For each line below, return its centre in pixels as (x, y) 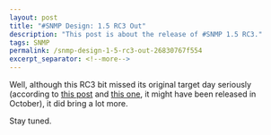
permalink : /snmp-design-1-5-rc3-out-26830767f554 (106, 51)
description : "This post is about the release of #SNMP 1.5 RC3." (136, 34)
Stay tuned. (31, 121)
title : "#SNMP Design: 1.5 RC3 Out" (78, 26)
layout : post (34, 17)
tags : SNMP (30, 42)
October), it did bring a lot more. (69, 103)
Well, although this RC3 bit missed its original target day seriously (131, 84)
